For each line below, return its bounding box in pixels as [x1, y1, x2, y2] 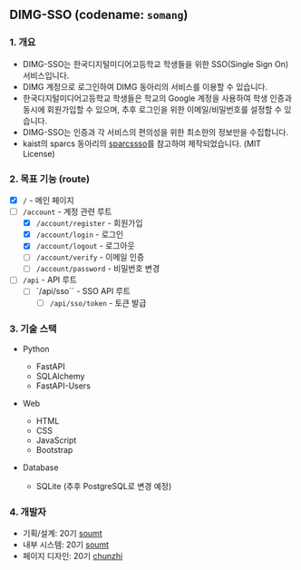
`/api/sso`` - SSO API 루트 [35, 286, 131, 297]
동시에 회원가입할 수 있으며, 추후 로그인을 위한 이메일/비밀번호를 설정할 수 [22, 103, 283, 114]
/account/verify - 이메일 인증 [35, 251, 145, 262]
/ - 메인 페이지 [22, 194, 74, 205]
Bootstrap [35, 444, 73, 455]
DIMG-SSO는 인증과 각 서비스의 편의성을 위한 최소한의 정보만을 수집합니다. [22, 126, 289, 137]
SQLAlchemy [35, 370, 85, 381]
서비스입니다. [22, 70, 70, 81]
